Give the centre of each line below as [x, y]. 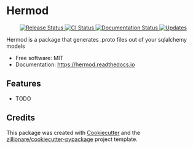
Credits [21, 118]
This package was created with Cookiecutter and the [73, 132]
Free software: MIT [39, 58]
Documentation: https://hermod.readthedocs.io [75, 64]
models [16, 46]
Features [24, 84]
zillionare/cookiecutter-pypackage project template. [72, 139]
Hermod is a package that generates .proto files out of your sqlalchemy [97, 39]
